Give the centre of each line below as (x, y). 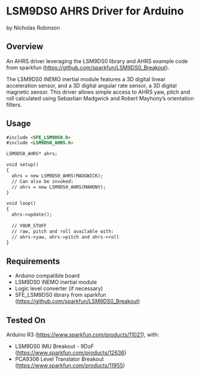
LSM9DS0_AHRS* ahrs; (32, 154)
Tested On (26, 320)
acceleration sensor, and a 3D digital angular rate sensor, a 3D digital (92, 85)
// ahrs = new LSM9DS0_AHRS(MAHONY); (59, 187)
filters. (14, 105)
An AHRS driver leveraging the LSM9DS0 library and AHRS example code (97, 61)
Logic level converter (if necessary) (59, 288)
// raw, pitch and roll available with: (63, 231)
